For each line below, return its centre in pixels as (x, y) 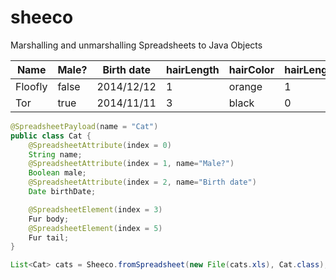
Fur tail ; (49, 237)
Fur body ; (49, 219)
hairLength (192, 69)
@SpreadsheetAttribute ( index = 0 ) (100, 145)
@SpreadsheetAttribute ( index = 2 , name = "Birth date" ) (142, 182)
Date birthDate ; (62, 192)
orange (245, 86)
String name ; (55, 154)
